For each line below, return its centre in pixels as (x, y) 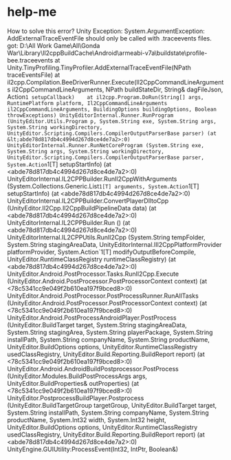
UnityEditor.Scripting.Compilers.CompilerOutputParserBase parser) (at (112, 133)
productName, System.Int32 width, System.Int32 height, (87, 419)
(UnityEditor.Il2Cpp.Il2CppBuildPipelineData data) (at (82, 208)
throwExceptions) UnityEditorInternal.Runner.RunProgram (90, 115)
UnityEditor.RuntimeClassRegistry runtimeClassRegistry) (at (92, 259)
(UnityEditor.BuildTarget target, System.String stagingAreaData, (97, 325)
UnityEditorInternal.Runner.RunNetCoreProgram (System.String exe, (106, 145)
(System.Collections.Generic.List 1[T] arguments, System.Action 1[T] (103, 186)
